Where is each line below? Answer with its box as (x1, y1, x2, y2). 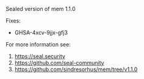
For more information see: (5, 41, 71, 48)
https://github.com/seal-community (14, 59, 104, 66)
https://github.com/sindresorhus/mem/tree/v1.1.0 (14, 66, 138, 73)
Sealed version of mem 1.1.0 (5, 6, 76, 12)
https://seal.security (14, 53, 65, 60)
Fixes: (5, 17, 21, 24)
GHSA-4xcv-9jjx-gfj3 (14, 29, 68, 36)
